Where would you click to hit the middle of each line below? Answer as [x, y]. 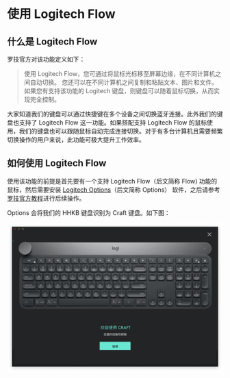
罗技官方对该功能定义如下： [46, 59]
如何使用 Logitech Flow [57, 163]
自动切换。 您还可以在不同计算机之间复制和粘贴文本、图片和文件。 [124, 82]
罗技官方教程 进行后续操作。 [46, 198]
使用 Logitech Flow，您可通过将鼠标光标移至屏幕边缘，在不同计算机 [119, 74]
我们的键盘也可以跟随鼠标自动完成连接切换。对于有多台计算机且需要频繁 [121, 131]
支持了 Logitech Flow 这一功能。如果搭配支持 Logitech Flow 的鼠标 [113, 123]
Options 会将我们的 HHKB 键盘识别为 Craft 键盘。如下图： [89, 212]
